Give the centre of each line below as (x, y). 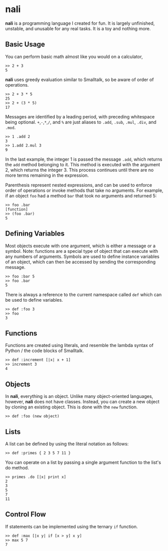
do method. (17, 468)
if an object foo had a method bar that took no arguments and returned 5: (81, 195)
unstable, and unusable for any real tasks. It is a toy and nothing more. (78, 28)
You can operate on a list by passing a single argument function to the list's (83, 462)
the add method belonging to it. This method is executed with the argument (83, 164)
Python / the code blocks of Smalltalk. (45, 351)
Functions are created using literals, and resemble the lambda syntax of (79, 346)
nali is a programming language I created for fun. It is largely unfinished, (80, 23)
